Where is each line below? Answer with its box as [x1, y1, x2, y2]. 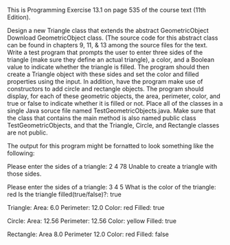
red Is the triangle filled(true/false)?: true [7, 190, 122, 198]
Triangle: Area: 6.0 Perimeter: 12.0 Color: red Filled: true [7, 204, 165, 211]
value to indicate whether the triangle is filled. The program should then [7, 63, 209, 71]
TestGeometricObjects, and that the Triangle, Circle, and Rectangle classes [7, 121, 220, 129]
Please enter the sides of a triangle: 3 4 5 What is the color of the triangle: [7, 183, 216, 191]
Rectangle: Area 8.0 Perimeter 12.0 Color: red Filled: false [7, 230, 170, 238]
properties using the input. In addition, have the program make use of [7, 78, 203, 85]
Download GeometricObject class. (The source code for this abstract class [7, 34, 218, 42]
